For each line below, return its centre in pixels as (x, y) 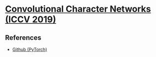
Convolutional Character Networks (78, 9)
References (23, 38)
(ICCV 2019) (31, 19)
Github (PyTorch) (30, 49)
